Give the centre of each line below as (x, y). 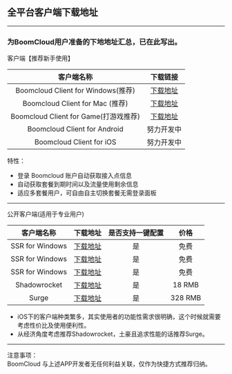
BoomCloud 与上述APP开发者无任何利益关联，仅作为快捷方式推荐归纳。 (109, 364)
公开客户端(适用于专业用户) (46, 214)
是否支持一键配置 (136, 233)
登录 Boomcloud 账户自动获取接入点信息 (75, 176)
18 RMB (185, 285)
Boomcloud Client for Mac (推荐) (76, 104)
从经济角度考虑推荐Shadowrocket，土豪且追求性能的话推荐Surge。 (113, 334)
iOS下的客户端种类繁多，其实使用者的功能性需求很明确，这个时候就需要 (119, 317)
